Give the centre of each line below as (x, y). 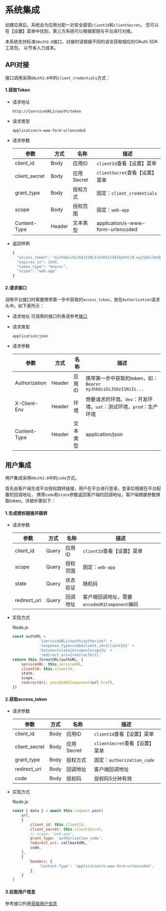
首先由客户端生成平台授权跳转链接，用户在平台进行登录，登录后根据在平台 (81, 488)
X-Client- (26, 403)
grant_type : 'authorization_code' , (67, 838)
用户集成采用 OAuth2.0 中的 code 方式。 (42, 478)
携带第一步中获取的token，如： (122, 378)
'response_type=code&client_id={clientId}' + (86, 646)
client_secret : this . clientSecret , (67, 829)
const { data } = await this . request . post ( (58, 811)
